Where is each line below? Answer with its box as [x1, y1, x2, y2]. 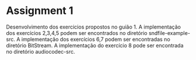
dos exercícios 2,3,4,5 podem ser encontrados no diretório [6, 29, 147, 36]
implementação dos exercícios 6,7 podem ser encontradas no [21, 36, 171, 43]
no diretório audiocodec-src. [6, 48, 75, 55]
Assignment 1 [6, 4, 74, 17]
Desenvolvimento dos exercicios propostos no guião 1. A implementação [6, 23, 181, 30]
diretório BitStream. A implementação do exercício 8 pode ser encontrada [6, 42, 184, 49]
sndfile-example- [148, 29, 190, 36]
